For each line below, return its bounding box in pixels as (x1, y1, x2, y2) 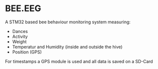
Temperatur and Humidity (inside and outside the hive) (12, 44, 123, 50)
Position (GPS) (12, 49, 42, 55)
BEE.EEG (5, 3, 41, 14)
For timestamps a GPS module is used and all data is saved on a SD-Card (5, 58, 153, 64)
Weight (12, 38, 27, 44)
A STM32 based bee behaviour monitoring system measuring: (5, 19, 131, 25)
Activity (12, 34, 28, 39)
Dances (12, 28, 28, 34)
